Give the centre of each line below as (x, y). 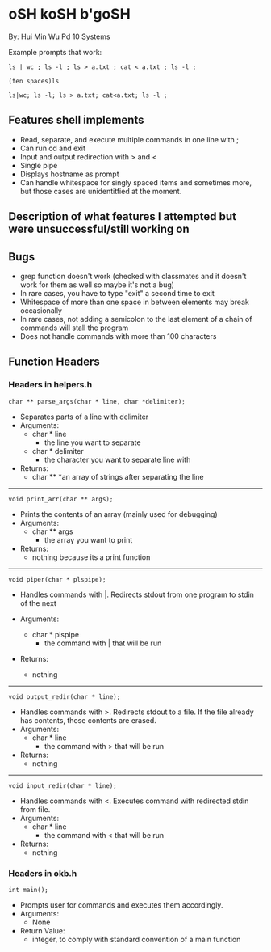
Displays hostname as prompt (69, 174)
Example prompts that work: (55, 52)
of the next (38, 603)
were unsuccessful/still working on (99, 229)
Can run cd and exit (53, 148)
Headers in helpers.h (50, 385)
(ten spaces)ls (34, 81)
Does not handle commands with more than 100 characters (118, 336)
